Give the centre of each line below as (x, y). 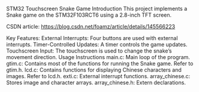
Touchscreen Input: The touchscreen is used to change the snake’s (89, 51)
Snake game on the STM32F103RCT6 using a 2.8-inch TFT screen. (89, 15)
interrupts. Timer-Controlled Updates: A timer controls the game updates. (97, 45)
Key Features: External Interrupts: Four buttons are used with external (92, 38)
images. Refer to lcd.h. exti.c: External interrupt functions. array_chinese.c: (98, 76)
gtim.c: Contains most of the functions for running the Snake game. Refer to (100, 63)
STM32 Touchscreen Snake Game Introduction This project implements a (97, 9)
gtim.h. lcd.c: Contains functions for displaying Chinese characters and (94, 70)
